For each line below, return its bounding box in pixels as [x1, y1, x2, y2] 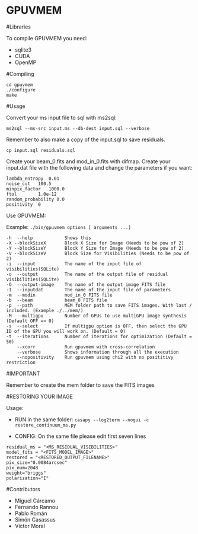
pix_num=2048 [6, 465, 39, 471]
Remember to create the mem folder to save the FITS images [6, 381, 155, 389]
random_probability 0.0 [6, 196, 65, 202]
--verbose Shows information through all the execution [17, 349, 179, 355]
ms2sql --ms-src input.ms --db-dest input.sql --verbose [6, 125, 150, 131]
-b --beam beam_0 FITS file [6, 297, 108, 303]
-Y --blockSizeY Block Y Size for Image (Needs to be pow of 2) [6, 245, 184, 251]
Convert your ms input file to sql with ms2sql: [6, 114, 117, 121]
